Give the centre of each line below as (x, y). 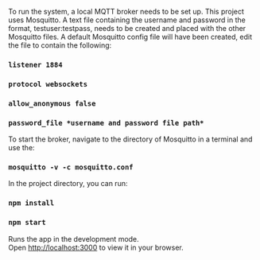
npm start (27, 223)
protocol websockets (48, 84)
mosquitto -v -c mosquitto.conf (71, 167)
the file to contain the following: (60, 45)
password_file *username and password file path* (106, 123)
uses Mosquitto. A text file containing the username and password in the (127, 20)
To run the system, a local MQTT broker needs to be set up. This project (126, 12)
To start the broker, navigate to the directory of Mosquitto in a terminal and (130, 139)
